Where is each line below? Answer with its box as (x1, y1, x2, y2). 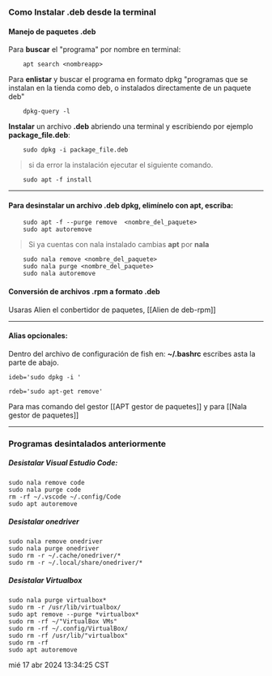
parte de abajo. (8, 357, 59, 367)
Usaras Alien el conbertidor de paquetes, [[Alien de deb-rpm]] (8, 305, 216, 314)
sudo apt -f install (23, 176, 92, 184)
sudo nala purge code (8, 486, 82, 494)
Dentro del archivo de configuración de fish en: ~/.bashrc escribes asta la (8, 349, 256, 358)
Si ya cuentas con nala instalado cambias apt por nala (28, 240, 210, 250)
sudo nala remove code (8, 478, 85, 486)
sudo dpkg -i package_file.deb (23, 146, 129, 154)
